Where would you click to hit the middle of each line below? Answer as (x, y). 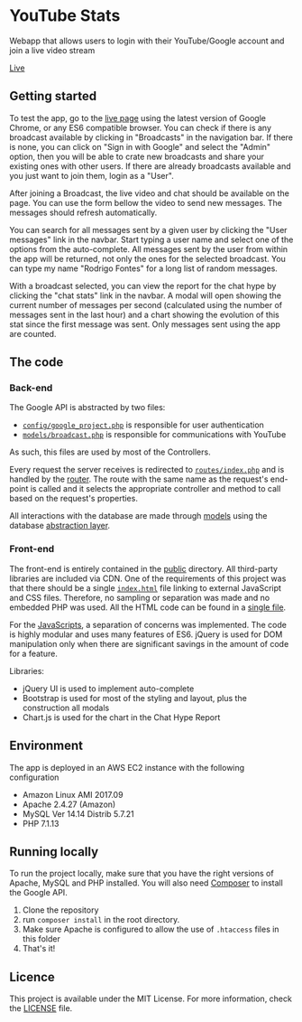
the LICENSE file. (41, 1008)
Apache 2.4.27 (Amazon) (69, 804)
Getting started (53, 96)
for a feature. (34, 653)
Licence (32, 977)
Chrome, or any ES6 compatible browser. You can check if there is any (141, 127)
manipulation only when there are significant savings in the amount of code (149, 643)
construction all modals (66, 708)
